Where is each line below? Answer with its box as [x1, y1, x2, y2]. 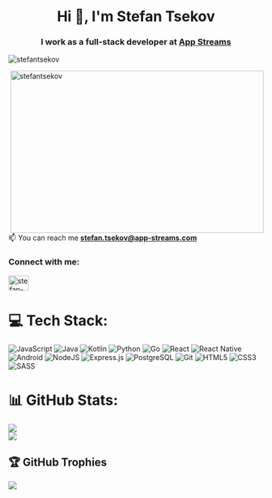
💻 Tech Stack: [8, 311, 108, 329]
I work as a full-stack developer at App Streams [40, 36, 232, 48]
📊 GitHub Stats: [8, 391, 119, 409]
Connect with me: [8, 256, 80, 268]
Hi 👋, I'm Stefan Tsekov [56, 7, 216, 26]
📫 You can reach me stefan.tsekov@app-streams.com [8, 233, 198, 243]
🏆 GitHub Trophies [8, 456, 108, 470]
